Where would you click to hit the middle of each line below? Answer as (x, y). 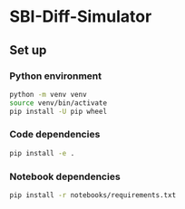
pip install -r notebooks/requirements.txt (93, 195)
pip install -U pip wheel (58, 111)
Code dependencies (55, 135)
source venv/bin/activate (58, 103)
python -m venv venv (49, 94)
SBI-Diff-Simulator (81, 17)
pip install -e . (42, 153)
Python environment (56, 76)
